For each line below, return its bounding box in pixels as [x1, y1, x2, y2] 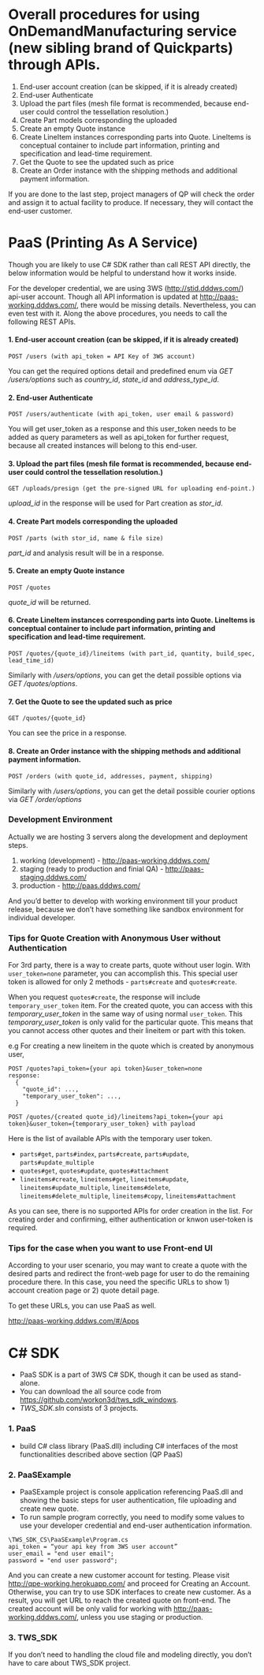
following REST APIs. [8, 317, 76, 326]
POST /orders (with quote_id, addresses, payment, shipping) [8, 772, 214, 780]
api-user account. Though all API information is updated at [8, 292, 199, 301]
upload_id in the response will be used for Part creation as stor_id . [8, 498, 223, 508]
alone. [19, 1378, 40, 1388]
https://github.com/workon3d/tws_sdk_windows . [19, 1395, 179, 1405]
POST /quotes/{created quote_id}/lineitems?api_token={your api [8, 1114, 224, 1121]
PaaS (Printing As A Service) [8, 234, 199, 252]
